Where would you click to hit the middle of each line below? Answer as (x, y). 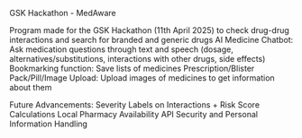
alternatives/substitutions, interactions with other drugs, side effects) (137, 59)
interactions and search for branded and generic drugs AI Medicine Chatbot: (151, 40)
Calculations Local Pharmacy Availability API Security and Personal (134, 114)
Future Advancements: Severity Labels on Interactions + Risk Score (134, 105)
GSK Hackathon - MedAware (63, 13)
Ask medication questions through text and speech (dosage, (122, 49)
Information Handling (49, 124)
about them (31, 87)
